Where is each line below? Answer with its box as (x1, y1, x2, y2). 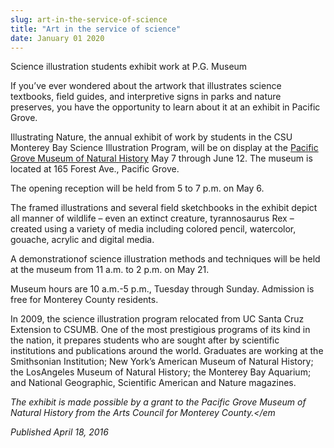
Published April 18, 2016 (10, 426, 109, 438)
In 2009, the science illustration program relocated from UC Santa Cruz (10, 313, 305, 325)
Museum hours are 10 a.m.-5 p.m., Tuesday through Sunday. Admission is (10, 283, 315, 295)
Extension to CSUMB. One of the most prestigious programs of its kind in (10, 324, 311, 336)
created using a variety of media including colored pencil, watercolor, (10, 223, 297, 235)
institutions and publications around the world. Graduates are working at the (10, 345, 324, 357)
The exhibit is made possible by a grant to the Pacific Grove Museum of (10, 396, 307, 408)
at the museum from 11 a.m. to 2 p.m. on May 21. (10, 264, 210, 276)
